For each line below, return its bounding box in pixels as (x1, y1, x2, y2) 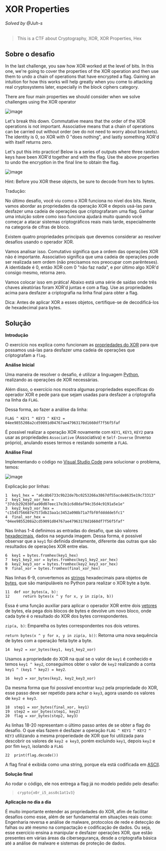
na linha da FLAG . (5, 397, 39, 403)
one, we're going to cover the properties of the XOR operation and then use (5, 68, 159, 74)
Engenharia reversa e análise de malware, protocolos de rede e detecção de (5, 819, 161, 825)
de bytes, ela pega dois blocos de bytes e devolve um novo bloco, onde (5, 608, 152, 614)
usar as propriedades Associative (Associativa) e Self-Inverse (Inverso (5, 435, 152, 441)
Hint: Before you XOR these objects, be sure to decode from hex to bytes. (5, 178, 155, 184)
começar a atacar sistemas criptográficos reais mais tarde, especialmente (5, 219, 156, 225)
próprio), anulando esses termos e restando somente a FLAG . (5, 440, 128, 446)
